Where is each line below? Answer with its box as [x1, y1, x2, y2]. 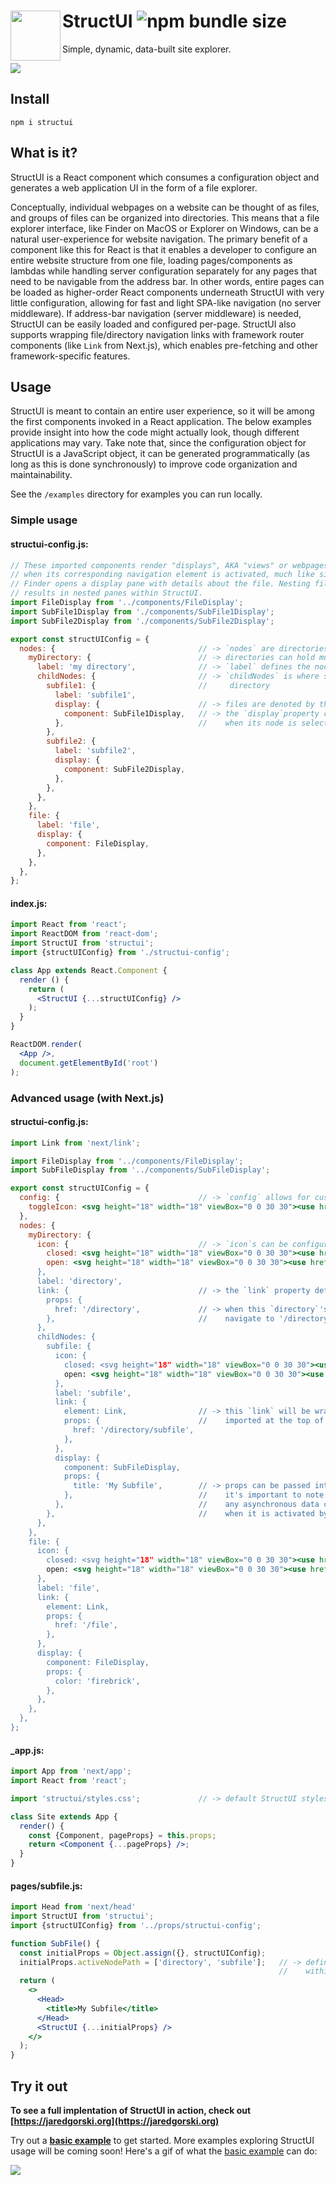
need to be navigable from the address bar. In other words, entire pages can [10, 275, 325, 287]
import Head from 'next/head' [10, 1902, 137, 1912]
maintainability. [10, 469, 73, 481]
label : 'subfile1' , [54, 690, 137, 700]
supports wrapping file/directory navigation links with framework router [10, 328, 305, 340]
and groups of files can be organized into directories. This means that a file [10, 211, 320, 224]
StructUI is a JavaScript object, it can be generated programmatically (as [10, 448, 310, 460]
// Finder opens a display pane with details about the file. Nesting [10, 579, 311, 589]
